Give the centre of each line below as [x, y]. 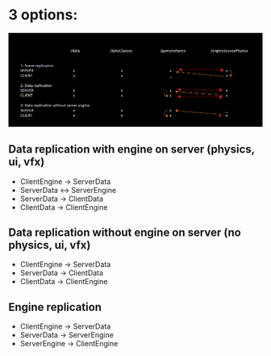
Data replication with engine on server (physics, [132, 150]
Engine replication [55, 307]
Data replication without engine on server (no [125, 232]
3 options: [43, 15]
